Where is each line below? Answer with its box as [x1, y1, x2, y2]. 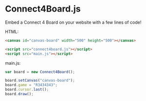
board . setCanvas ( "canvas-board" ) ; [5, 78, 75, 83]
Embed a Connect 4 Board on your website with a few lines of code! [5, 19, 142, 25]
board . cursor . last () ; [5, 87, 49, 92]
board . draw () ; [5, 92, 34, 97]
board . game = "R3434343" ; [5, 83, 57, 87]
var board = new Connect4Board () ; [5, 69, 75, 74]
